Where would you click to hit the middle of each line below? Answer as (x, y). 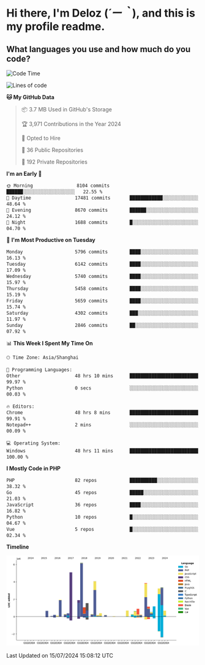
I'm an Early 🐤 (24, 174)
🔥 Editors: (20, 407)
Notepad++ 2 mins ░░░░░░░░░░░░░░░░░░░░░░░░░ (102, 425)
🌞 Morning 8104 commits (58, 186)
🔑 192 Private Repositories (54, 162)
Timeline (18, 547)
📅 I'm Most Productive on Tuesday (51, 240)
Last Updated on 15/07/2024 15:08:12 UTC (60, 655)
